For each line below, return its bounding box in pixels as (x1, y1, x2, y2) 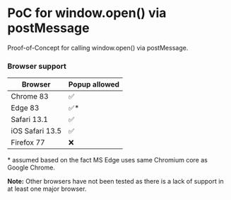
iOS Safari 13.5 (11, 126, 62, 136)
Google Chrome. (7, 163, 55, 172)
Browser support (7, 61, 67, 71)
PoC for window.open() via (7, 5, 167, 21)
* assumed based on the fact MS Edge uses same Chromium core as (7, 156, 208, 165)
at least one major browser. (7, 184, 87, 193)
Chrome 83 (11, 91, 49, 101)
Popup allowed (68, 79, 120, 89)
